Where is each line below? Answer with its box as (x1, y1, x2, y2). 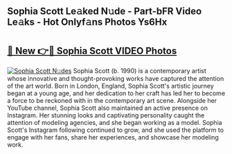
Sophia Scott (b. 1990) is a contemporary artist (73, 67, 206, 75)
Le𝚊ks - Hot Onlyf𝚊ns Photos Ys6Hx (7, 17, 168, 28)
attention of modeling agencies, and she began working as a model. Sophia (7, 119, 223, 126)
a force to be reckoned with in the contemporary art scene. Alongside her (7, 97, 217, 104)
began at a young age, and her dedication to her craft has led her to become (7, 89, 226, 97)
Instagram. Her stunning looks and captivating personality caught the (7, 111, 205, 119)
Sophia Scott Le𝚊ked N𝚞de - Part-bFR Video (7, 6, 202, 17)
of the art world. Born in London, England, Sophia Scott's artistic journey (7, 82, 215, 90)
